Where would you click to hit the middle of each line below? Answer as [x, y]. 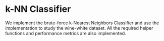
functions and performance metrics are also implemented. [66, 33]
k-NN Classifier [38, 9]
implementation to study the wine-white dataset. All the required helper [79, 28]
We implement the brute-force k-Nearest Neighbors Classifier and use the [82, 23]
